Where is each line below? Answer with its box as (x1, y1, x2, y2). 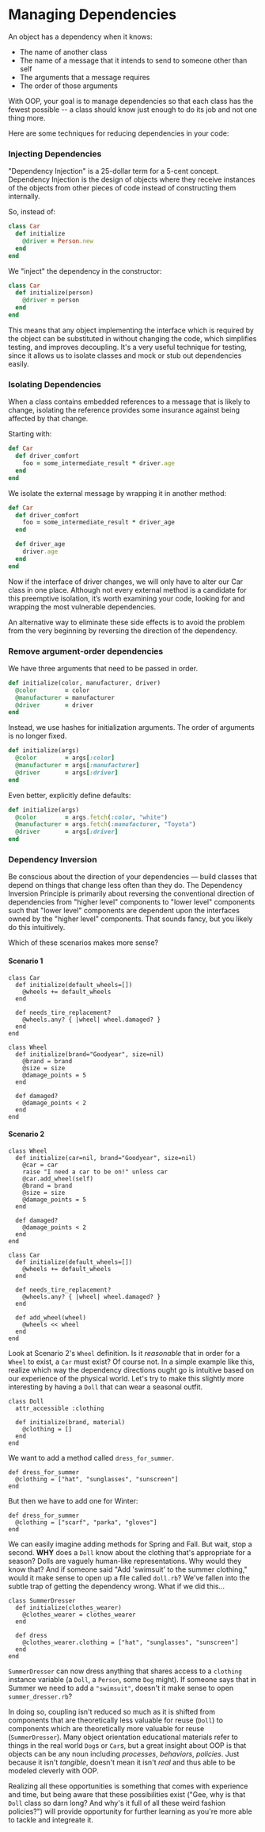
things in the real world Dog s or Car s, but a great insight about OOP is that (8, 1740, 247, 1750)
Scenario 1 (8, 956, 44, 966)
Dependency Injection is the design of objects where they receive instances (8, 175, 256, 184)
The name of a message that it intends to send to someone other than (19, 56, 248, 65)
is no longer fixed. (8, 732, 67, 741)
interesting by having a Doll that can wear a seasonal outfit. (8, 1382, 203, 1392)
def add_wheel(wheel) (15, 1313, 87, 1322)
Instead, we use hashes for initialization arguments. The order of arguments (8, 723, 256, 732)
